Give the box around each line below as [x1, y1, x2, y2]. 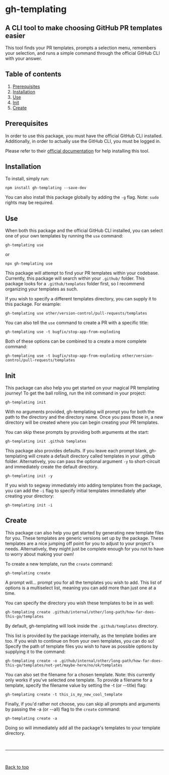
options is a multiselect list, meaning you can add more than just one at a [5, 585, 156, 591]
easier [5, 31, 26, 40]
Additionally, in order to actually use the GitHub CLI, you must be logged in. [5, 138, 161, 144]
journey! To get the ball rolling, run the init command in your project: [5, 390, 146, 396]
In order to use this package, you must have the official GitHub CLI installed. [5, 132, 163, 139]
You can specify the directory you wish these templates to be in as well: [5, 600, 154, 606]
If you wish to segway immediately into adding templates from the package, [5, 482, 162, 489]
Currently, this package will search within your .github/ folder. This [5, 275, 145, 281]
